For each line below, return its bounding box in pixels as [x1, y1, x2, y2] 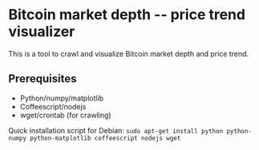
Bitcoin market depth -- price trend [8, 6, 246, 24]
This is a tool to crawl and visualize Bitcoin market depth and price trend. [8, 49, 249, 58]
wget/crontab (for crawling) [19, 110, 111, 120]
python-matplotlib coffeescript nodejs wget [29, 134, 181, 142]
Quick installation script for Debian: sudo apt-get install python [8, 125, 224, 135]
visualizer [8, 22, 75, 41]
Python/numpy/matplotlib [19, 93, 104, 103]
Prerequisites [8, 72, 77, 85]
